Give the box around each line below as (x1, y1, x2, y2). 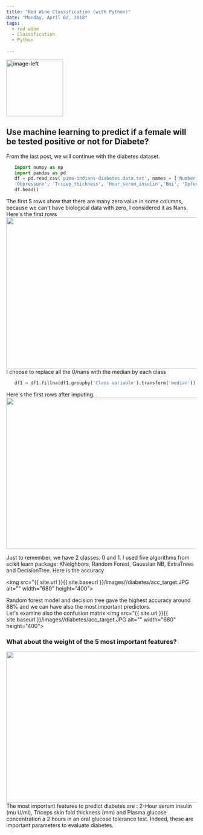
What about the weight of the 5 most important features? (6, 637, 177, 646)
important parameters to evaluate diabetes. (6, 822, 114, 829)
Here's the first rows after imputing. (6, 391, 95, 398)
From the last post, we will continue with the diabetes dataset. (6, 152, 160, 160)
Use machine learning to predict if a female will (6, 127, 187, 137)
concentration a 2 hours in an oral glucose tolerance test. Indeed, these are (6, 815, 194, 823)
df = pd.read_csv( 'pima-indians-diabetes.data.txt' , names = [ (14, 175, 177, 182)
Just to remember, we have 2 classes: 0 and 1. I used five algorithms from (6, 554, 190, 561)
